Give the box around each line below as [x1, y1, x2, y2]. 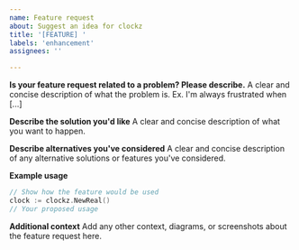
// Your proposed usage [9, 204, 99, 213]
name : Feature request [9, 13, 95, 23]
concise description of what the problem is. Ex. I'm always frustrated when [9, 89, 287, 100]
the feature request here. [9, 230, 102, 241]
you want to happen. [9, 125, 86, 136]
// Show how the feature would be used [9, 188, 159, 197]
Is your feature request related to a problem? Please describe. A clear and [9, 79, 290, 90]
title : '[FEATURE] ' [9, 30, 87, 39]
